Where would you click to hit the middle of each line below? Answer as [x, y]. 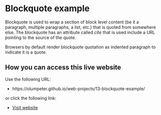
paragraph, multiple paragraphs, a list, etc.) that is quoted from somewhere [80, 27]
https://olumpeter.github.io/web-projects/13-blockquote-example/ [79, 89]
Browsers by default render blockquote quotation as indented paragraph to [80, 47]
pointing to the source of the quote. [41, 38]
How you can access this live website [63, 67]
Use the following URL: [28, 79]
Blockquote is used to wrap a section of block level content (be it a [72, 22]
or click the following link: [31, 98]
